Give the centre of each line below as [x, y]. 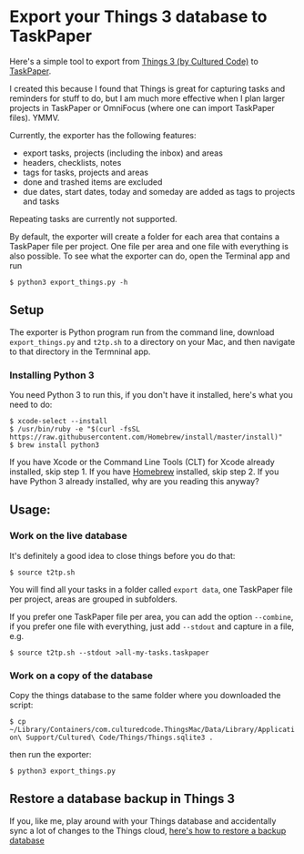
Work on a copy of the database [81, 676]
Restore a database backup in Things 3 [122, 799]
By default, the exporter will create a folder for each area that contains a [145, 236]
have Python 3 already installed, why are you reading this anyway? [134, 482]
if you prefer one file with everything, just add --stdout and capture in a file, [152, 626]
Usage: [30, 510]
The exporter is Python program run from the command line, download [142, 332]
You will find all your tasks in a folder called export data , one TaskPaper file [151, 589]
